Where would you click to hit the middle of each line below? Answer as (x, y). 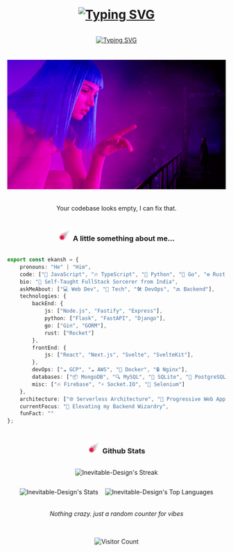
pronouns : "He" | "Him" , (55, 267)
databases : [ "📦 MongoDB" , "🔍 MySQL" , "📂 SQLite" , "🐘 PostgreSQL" (131, 377)
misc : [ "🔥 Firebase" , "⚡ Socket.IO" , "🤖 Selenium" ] (109, 384)
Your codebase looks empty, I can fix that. (116, 208)
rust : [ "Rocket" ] (69, 333)
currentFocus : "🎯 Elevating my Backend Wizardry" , (94, 406)
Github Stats (124, 451)
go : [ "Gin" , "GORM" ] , (76, 325)
